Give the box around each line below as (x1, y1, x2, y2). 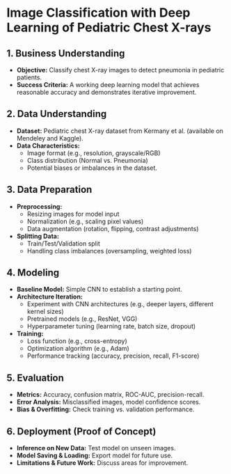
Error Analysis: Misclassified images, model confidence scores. (16, 398, 201, 406)
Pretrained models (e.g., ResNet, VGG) (26, 315, 138, 323)
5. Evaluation (6, 372, 64, 384)
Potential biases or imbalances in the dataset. (26, 164, 158, 172)
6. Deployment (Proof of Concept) (6, 425, 157, 437)
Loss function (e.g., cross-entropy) (26, 337, 128, 345)
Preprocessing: (16, 202, 63, 210)
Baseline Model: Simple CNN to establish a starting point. (16, 285, 182, 294)
